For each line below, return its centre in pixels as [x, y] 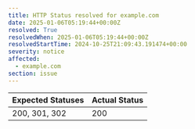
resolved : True [33, 30]
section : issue [33, 73]
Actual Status [117, 100]
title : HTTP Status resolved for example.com [83, 15]
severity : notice [36, 52]
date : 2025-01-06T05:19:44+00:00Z [65, 23]
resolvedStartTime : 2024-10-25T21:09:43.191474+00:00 [98, 45]
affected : [24, 59]
